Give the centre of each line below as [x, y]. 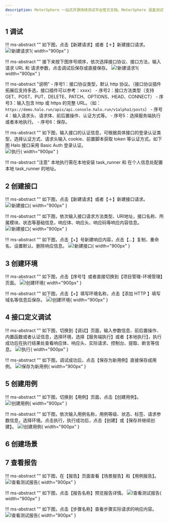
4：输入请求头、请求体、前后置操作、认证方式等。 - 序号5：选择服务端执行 [83, 116]
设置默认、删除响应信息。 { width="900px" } [72, 246]
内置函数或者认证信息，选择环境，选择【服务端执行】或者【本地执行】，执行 [83, 337]
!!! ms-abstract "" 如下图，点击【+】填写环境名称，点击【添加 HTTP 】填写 [83, 294]
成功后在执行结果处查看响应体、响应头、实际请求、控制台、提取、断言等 [80, 343]
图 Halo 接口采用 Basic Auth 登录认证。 [46, 145]
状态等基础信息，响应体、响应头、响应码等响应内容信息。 [82, 223]
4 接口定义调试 [28, 317]
